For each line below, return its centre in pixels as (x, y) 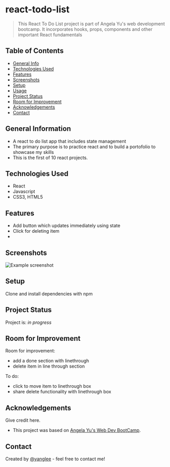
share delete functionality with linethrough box (62, 392)
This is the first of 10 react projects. (50, 158)
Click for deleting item (36, 231)
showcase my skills (33, 152)
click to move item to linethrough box (52, 386)
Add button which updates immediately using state (67, 226)
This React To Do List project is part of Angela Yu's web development (91, 24)
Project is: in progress (29, 322)
